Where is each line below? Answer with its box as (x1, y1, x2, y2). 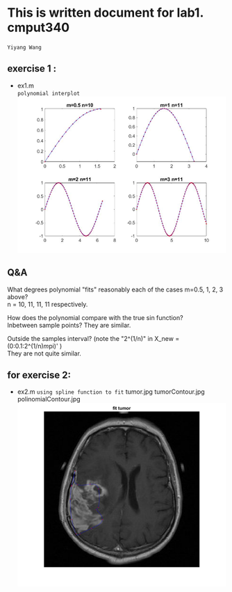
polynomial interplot (17, 90, 80, 97)
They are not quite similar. (7, 349, 82, 358)
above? (7, 292, 28, 301)
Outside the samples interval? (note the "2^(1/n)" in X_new (7, 334, 174, 342)
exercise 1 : (7, 63, 57, 74)
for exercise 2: (7, 369, 72, 381)
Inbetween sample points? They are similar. (7, 321, 131, 329)
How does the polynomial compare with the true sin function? (7, 313, 183, 321)
